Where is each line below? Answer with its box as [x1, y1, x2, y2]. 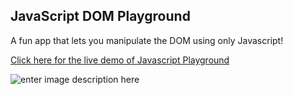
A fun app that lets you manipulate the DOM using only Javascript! [10, 34, 284, 46]
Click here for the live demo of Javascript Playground [10, 54, 230, 66]
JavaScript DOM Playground [10, 8, 191, 25]
